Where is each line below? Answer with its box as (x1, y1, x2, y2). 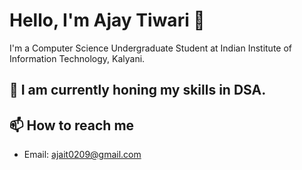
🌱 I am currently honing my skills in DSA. (9, 82, 267, 99)
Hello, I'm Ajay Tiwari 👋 (9, 9, 206, 32)
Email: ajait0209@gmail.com (23, 149, 142, 161)
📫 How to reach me (9, 117, 135, 134)
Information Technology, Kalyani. (9, 52, 146, 64)
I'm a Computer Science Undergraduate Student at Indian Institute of (9, 42, 293, 54)
